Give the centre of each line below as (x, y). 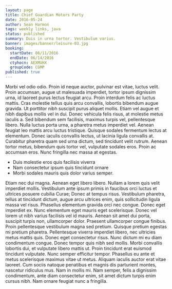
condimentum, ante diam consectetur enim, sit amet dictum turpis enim (81, 276)
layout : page (19, 10)
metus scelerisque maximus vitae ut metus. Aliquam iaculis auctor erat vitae (86, 259)
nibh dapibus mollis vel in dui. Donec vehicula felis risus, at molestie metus (84, 114)
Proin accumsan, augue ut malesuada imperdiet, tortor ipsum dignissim (81, 92)
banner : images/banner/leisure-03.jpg (47, 44)
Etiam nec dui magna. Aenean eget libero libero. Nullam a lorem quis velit (83, 183)
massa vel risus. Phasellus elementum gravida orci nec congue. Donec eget (85, 205)
